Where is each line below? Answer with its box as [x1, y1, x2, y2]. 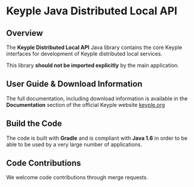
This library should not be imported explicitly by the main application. [6, 62, 179, 69]
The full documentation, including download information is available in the [6, 94, 188, 102]
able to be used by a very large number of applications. [6, 140, 142, 148]
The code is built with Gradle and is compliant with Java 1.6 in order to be [6, 134, 188, 142]
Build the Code [6, 118, 63, 129]
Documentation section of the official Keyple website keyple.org [6, 101, 165, 108]
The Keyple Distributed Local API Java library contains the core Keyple [6, 44, 183, 51]
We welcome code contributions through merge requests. [6, 174, 148, 181]
